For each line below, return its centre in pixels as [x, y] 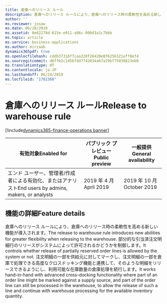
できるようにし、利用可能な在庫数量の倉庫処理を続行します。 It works [85, 269]
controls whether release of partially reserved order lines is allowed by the [81, 251]
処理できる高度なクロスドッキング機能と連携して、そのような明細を [83, 263]
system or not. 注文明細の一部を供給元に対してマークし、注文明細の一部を [81, 257]
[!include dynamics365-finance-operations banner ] [57, 130]
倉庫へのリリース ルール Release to [76, 105]
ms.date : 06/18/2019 [27, 28]
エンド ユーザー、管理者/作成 [42, 173]
